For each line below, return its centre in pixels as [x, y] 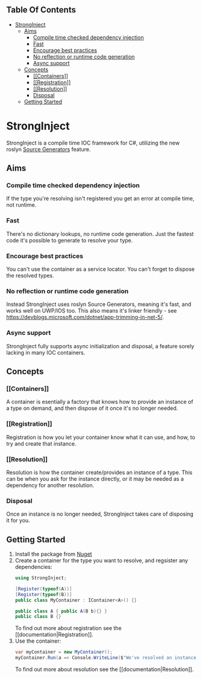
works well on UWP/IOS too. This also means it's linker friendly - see [92, 311]
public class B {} [38, 617]
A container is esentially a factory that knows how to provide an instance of [100, 402]
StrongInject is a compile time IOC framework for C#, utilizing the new [93, 143]
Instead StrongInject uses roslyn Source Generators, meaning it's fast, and [99, 304]
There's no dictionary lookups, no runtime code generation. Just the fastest [100, 234]
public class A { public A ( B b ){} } [61, 611]
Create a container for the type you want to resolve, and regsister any [101, 560]
